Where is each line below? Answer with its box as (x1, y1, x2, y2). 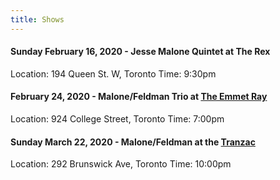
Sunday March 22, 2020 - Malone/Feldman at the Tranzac (10, 136, 256, 148)
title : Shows (10, 14, 65, 25)
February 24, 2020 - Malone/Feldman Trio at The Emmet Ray (10, 91, 268, 103)
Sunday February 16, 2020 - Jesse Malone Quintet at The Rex (10, 46, 271, 58)
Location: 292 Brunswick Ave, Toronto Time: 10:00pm (10, 158, 232, 170)
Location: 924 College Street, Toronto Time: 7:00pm (10, 113, 225, 125)
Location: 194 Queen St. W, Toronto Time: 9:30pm (10, 67, 217, 80)
